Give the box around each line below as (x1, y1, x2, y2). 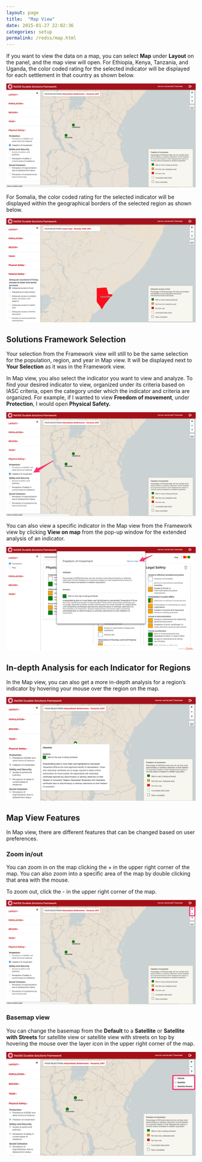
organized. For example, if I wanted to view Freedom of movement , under (6, 394, 190, 401)
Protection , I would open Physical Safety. (6, 400, 111, 407)
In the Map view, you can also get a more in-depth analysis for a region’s (6, 679, 186, 686)
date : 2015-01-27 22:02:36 (6, 22, 74, 28)
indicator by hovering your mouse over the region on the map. (6, 685, 160, 692)
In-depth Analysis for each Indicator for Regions (6, 663, 191, 673)
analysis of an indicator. (6, 535, 65, 542)
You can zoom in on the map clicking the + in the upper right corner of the (6, 864, 190, 871)
